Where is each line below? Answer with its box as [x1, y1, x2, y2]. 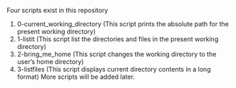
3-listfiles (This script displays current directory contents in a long [16, 65, 211, 73]
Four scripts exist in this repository [6, 6, 108, 14]
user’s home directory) [16, 57, 84, 66]
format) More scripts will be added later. [16, 72, 135, 81]
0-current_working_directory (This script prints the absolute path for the [16, 20, 229, 28]
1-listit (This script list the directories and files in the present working [16, 35, 219, 43]
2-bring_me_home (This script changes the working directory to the [16, 50, 217, 58]
